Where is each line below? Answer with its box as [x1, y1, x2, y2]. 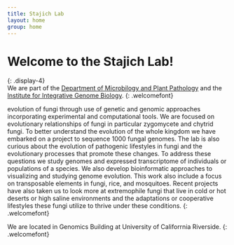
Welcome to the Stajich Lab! [7, 53, 174, 69]
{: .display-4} [7, 76, 46, 85]
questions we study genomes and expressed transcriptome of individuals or [7, 157, 227, 165]
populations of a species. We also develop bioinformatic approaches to [7, 164, 212, 173]
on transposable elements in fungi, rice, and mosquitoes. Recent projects [7, 179, 219, 188]
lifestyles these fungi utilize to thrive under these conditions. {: [7, 202, 188, 210]
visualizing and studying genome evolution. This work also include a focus [7, 172, 222, 181]
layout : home [7, 17, 46, 24]
